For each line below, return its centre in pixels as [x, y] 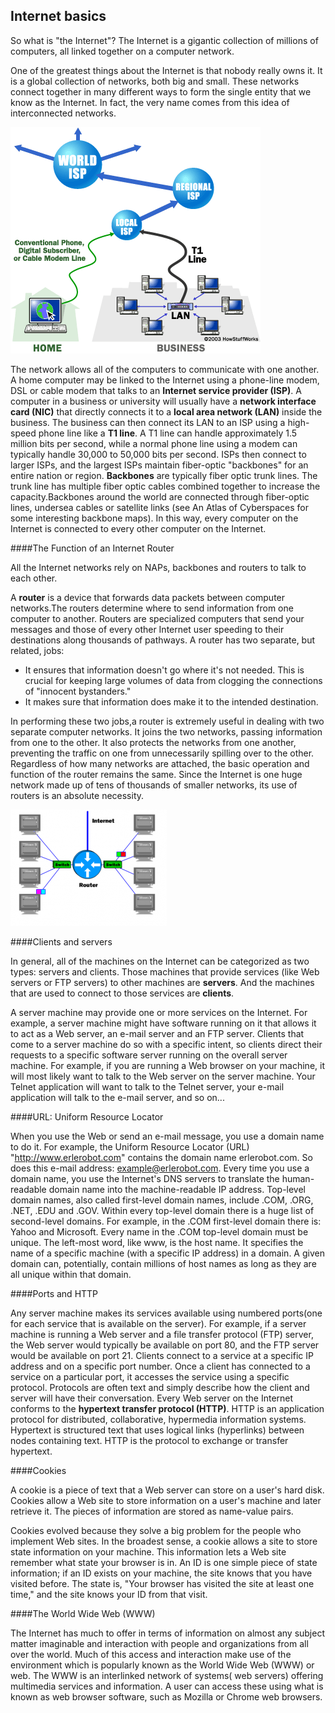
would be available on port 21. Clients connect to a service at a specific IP [162, 1355]
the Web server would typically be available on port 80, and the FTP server [165, 1345]
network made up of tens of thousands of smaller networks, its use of [154, 785]
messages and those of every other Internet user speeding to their [147, 629]
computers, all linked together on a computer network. [122, 51]
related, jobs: [37, 650]
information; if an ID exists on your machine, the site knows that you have [161, 1573]
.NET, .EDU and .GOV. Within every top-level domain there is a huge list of [162, 1210]
